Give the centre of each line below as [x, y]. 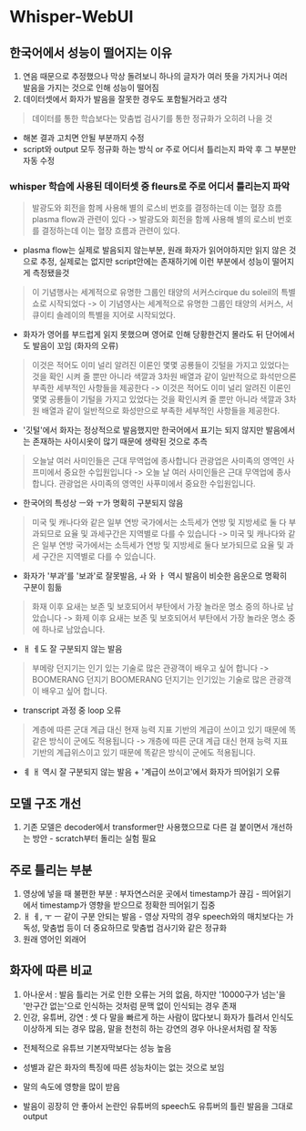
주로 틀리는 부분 [51, 870]
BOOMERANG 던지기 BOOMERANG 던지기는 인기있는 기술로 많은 [149, 680]
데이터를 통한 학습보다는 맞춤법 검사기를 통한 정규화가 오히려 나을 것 [152, 118]
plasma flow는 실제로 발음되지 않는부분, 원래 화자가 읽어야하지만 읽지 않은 [154, 250]
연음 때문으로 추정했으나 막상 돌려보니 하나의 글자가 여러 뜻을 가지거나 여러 [155, 76]
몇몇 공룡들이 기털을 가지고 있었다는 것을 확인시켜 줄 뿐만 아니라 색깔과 [157, 399]
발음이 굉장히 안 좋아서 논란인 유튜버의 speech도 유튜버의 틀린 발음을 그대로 [158, 1105]
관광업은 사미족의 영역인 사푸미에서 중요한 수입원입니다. [158, 484]
